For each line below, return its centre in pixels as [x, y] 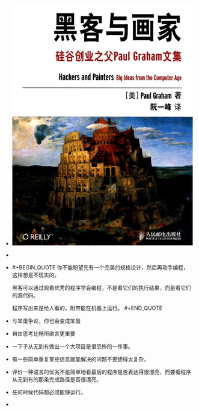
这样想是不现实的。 [36, 275]
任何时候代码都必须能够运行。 [49, 392]
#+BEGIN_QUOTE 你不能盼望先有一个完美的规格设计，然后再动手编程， [100, 268]
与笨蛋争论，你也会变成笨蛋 [46, 321]
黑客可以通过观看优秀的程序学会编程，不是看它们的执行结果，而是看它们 [101, 288]
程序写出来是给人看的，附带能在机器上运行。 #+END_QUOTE [87, 308]
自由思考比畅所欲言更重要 [44, 334]
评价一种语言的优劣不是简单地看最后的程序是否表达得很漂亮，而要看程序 [101, 372]
